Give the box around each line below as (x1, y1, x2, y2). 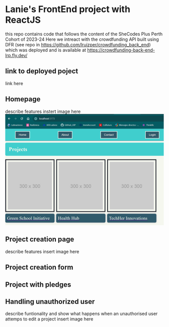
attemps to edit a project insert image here (5, 316, 94, 322)
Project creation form (5, 263, 74, 272)
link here (5, 80, 24, 86)
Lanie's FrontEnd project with (5, 4, 131, 15)
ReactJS (5, 14, 41, 26)
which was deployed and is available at (5, 47, 87, 53)
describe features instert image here (5, 108, 81, 114)
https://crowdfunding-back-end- (87, 47, 155, 53)
